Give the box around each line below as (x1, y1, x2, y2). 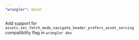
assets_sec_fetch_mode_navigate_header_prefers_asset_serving (5, 25, 134, 30)
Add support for (5, 20, 38, 26)
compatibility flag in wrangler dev (5, 29, 72, 35)
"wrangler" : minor (5, 7, 42, 12)
